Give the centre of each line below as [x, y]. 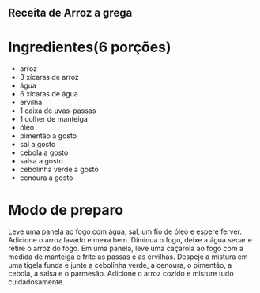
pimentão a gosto [48, 136]
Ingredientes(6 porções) [90, 47]
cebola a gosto [44, 152]
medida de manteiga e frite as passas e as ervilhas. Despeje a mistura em [128, 257]
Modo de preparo [66, 210]
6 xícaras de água [49, 94]
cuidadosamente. [36, 282]
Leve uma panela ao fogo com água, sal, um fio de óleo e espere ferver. [125, 231]
